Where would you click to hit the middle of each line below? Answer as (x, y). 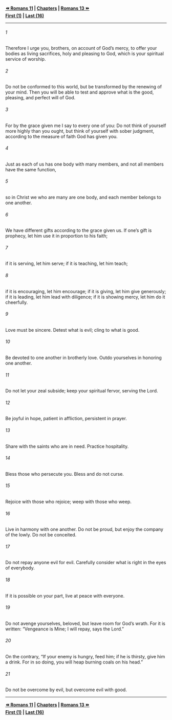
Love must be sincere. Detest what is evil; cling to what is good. (72, 330)
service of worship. (26, 59)
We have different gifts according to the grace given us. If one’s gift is (79, 230)
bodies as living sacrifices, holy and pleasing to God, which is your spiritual (84, 53)
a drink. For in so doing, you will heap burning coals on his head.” (74, 662)
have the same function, (31, 169)
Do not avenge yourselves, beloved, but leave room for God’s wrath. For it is (85, 623)
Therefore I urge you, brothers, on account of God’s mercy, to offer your (81, 48)
